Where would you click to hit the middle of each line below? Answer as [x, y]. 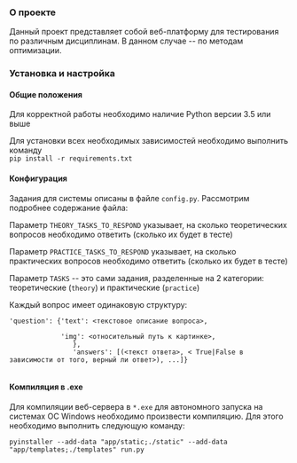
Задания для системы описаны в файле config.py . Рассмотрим [129, 198]
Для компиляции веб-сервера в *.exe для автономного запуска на [136, 406]
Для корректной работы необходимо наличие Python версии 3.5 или [140, 114]
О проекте [32, 12]
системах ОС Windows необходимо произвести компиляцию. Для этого [146, 416]
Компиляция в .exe [46, 387]
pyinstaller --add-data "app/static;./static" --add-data [118, 442]
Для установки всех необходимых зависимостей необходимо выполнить [149, 141]
